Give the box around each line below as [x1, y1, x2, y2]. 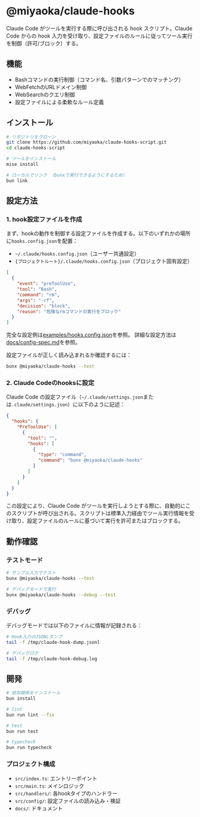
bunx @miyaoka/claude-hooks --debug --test [6, 591, 116, 598]
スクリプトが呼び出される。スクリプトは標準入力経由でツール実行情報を [11, 510, 189, 517]
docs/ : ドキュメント [14, 804, 63, 812]
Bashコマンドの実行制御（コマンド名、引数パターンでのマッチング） [14, 76, 184, 83]
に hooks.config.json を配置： [6, 238, 78, 245]
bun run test [6, 728, 39, 734]
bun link [6, 178, 28, 184]
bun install [6, 695, 36, 701]
